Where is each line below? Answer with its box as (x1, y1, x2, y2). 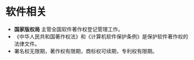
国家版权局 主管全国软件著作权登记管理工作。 (13, 26, 123, 33)
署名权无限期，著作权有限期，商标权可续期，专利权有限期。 (13, 47, 158, 54)
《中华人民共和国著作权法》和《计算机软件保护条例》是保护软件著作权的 (13, 33, 188, 40)
